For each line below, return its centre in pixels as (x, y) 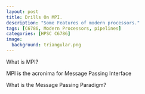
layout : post (22, 12)
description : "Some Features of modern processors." (73, 23)
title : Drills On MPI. (34, 17)
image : (14, 39)
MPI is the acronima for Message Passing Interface (69, 73)
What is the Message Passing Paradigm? (56, 84)
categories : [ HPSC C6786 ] (38, 34)
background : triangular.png (47, 45)
